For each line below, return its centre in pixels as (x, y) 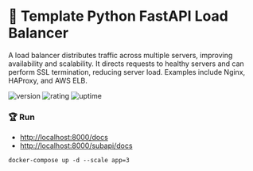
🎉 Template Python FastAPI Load (118, 16)
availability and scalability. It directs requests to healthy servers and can (126, 64)
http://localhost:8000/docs (64, 138)
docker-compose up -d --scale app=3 (69, 161)
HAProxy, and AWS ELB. (48, 80)
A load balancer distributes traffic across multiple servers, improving (121, 55)
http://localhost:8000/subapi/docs (76, 146)
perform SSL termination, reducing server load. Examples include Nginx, (127, 72)
